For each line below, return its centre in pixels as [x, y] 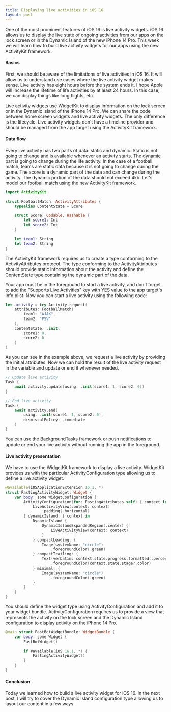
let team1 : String [34, 239]
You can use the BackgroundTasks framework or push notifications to [78, 439]
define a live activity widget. [35, 478]
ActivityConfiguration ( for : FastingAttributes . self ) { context [92, 502]
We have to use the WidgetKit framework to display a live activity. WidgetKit [85, 468]
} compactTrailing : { [55, 554]
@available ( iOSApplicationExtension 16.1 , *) [54, 488]
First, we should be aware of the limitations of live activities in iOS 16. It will [83, 74]
